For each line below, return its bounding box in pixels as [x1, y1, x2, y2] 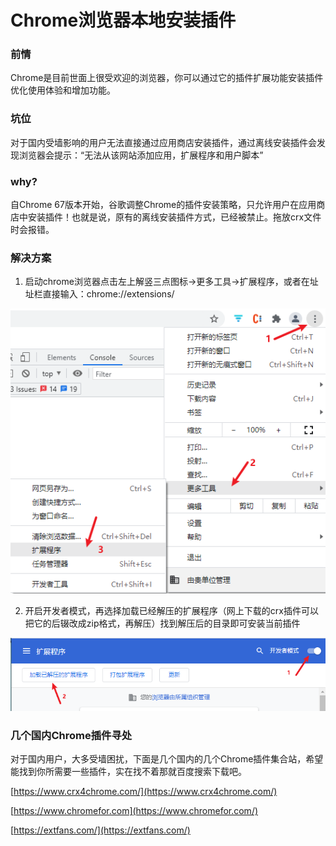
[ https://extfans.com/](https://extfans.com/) [10, 824, 191, 836]
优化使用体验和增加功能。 [10, 84, 116, 96]
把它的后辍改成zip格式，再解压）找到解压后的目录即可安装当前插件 [24, 617, 301, 630]
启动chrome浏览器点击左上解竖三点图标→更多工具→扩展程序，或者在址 [24, 276, 319, 288]
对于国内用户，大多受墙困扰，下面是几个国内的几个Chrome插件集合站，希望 [10, 752, 324, 765]
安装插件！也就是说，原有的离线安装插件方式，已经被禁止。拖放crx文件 [27, 211, 322, 223]
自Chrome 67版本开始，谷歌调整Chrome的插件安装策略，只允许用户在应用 [10, 199, 317, 211]
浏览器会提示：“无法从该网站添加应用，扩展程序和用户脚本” [18, 149, 264, 161]
